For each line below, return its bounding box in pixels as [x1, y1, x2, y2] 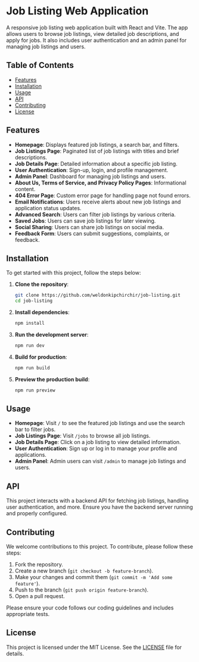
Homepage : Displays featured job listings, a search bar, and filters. [14, 141, 179, 148]
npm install [14, 321, 45, 327]
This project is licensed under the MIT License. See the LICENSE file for [6, 643, 182, 651]
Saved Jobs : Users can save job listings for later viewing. [14, 217, 156, 224]
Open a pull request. [14, 593, 66, 600]
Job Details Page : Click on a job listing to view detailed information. [14, 439, 181, 446]
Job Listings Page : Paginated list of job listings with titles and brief [14, 147, 179, 155]
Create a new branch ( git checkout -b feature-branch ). [14, 567, 154, 574]
